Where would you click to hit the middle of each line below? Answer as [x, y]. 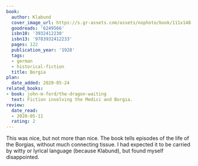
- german [22, 61]
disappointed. [23, 157]
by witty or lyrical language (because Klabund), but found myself [85, 151]
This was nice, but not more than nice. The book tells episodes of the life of [98, 138]
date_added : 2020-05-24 [40, 83]
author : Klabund [31, 17]
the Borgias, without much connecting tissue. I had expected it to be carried [98, 145]
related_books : [25, 89]
